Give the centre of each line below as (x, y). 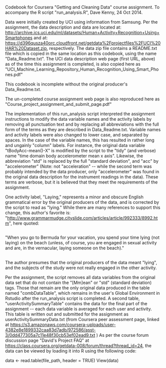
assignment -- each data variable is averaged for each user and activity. (79, 309)
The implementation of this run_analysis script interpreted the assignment (80, 114)
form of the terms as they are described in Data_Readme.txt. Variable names (83, 130)
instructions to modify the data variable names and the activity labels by (78, 119)
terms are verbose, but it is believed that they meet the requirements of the (82, 182)
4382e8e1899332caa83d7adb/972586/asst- (50, 330)
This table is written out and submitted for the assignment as (67, 314)
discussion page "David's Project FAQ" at (47, 340)
